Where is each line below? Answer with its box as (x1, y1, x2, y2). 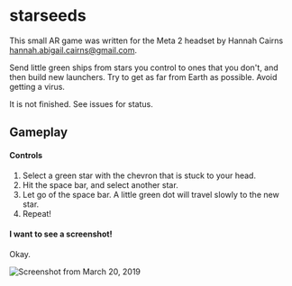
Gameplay (9, 125, 68, 140)
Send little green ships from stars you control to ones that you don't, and (9, 62, 279, 73)
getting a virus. (9, 81, 66, 92)
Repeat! (22, 208, 52, 219)
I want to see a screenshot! (9, 228, 113, 239)
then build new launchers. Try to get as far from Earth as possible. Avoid (9, 71, 278, 82)
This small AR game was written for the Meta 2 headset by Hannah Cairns (9, 35, 284, 46)
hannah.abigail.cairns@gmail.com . (9, 44, 138, 55)
